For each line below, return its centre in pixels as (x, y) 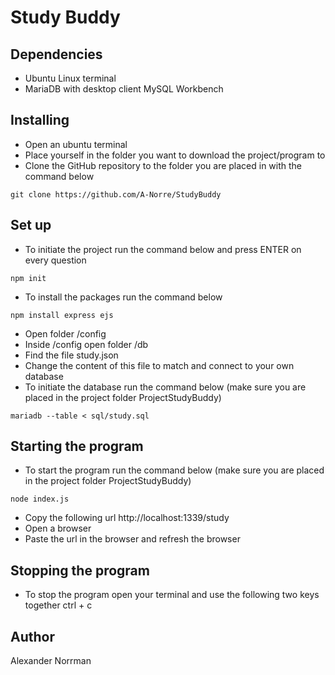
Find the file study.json (71, 355)
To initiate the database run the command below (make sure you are (165, 387)
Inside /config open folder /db (86, 344)
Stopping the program (80, 570)
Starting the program (77, 446)
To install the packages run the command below (123, 297)
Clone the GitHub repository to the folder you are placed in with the (163, 165)
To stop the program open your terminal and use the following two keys (172, 595)
